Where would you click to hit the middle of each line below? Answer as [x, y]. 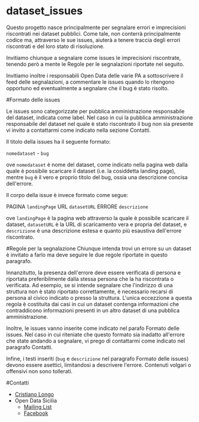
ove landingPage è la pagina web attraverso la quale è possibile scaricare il [97, 218]
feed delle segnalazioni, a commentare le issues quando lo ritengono [91, 82]
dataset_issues [45, 11]
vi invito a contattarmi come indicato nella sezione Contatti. [79, 130]
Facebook [36, 413]
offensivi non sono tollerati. [40, 371]
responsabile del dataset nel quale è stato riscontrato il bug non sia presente [100, 123]
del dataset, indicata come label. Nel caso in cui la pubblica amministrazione [99, 118]
